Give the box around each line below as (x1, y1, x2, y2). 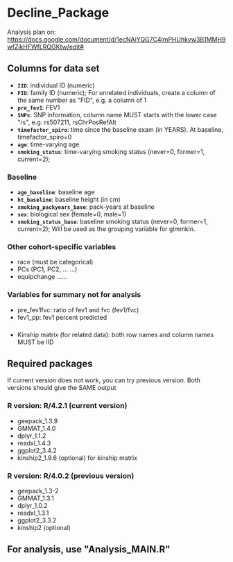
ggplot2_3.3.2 (17, 516, 57, 525)
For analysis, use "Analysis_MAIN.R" (7, 543, 171, 556)
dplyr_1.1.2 (17, 432, 46, 440)
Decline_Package (7, 5, 110, 21)
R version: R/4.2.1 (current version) (7, 401, 128, 411)
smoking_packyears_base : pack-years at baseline (17, 203, 155, 211)
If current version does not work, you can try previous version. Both (7, 376, 201, 384)
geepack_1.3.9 (17, 416, 58, 425)
